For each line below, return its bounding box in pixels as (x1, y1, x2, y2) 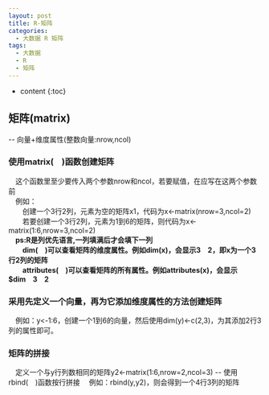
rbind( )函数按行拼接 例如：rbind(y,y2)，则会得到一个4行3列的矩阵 (8, 377, 240, 387)
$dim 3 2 (8, 274, 50, 284)
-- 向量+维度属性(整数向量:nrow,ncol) (8, 134, 132, 144)
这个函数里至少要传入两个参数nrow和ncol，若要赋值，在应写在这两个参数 (15, 176, 257, 186)
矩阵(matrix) (8, 112, 71, 125)
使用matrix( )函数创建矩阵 (8, 156, 115, 167)
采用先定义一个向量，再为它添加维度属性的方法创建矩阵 (8, 295, 222, 307)
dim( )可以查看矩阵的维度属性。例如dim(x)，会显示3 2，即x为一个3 (22, 245, 257, 254)
